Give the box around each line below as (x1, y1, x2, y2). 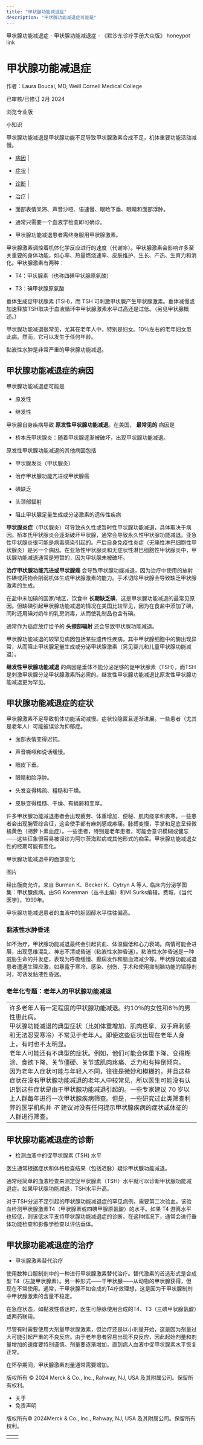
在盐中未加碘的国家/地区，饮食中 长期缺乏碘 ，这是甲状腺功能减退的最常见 (6, 595, 190, 602)
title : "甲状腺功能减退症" (6, 8, 67, 15)
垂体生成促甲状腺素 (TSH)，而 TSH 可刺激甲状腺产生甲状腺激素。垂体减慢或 (6, 298, 195, 305)
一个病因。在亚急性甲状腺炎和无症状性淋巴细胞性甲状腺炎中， (37, 546, 192, 554)
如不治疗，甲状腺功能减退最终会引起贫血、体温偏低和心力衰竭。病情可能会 (6, 940, 192, 948)
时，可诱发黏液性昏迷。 (6, 970, 65, 978)
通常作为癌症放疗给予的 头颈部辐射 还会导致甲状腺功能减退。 (6, 623, 158, 630)
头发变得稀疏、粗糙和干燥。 (14, 787, 85, 794)
